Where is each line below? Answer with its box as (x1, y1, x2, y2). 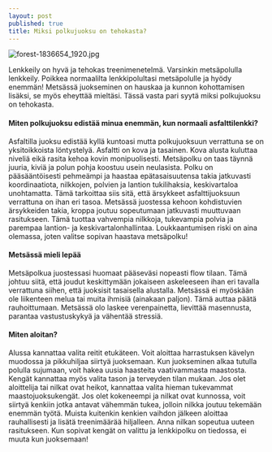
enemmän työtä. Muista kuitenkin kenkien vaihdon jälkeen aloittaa (8, 408, 229, 418)
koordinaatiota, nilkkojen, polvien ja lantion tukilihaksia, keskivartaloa (8, 180, 239, 189)
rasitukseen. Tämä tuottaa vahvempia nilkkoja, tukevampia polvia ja (8, 214, 234, 224)
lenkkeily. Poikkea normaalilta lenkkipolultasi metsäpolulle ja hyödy (8, 74, 232, 84)
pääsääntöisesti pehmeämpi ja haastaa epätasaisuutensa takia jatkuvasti (8, 171, 252, 180)
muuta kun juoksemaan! (8, 434, 89, 444)
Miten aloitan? (8, 330, 58, 340)
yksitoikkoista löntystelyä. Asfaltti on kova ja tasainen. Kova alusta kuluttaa (8, 145, 258, 154)
